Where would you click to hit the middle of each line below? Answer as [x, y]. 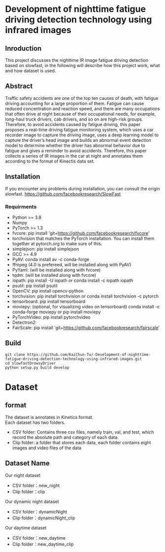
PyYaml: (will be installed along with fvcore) [56, 270]
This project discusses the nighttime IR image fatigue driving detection [77, 60]
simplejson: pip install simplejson [46, 249]
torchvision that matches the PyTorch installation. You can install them [83, 238]
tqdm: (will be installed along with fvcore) [54, 275]
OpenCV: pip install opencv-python [48, 291]
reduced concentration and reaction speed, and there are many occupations [82, 108]
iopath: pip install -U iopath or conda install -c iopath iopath [73, 280]
